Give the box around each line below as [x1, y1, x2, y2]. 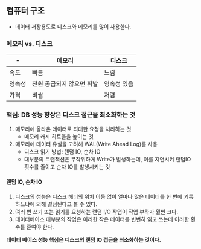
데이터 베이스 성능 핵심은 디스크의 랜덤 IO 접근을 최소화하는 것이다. [6, 236, 161, 243]
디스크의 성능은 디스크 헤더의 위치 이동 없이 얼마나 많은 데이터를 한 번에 [14, 193, 183, 200]
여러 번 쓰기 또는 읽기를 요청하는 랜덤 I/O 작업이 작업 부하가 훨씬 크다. [14, 208, 179, 215]
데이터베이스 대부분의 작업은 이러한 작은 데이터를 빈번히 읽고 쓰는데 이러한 [14, 215, 190, 222]
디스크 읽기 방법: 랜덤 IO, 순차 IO [24, 148, 101, 155]
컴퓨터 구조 [6, 5, 45, 16]
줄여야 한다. [26, 223, 54, 230]
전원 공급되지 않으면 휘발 [32, 80, 98, 88]
